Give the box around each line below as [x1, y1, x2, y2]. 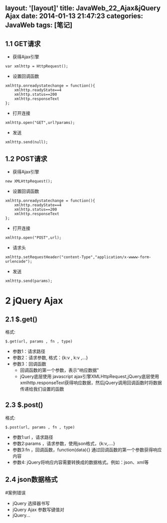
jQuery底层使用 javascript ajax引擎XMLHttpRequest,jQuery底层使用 [20, 374, 159, 380]
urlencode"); [5, 259, 33, 264]
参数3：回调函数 [12, 361, 47, 367]
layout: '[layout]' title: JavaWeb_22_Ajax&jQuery [5, 4, 161, 13]
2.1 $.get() [5, 315, 38, 323]
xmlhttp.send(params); [5, 278, 53, 284]
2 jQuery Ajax [5, 295, 64, 306]
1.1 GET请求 [5, 40, 41, 48]
